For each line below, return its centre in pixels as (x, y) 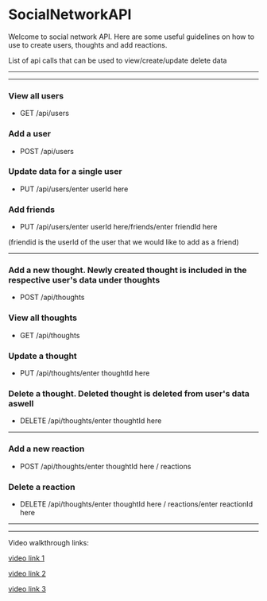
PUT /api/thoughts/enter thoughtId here (85, 373)
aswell (21, 403)
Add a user (30, 134)
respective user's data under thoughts (84, 280)
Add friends (32, 210)
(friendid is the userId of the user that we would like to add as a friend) (124, 242)
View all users (36, 95)
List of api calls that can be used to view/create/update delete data (118, 60)
